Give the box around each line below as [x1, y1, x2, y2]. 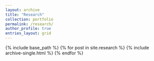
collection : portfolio [5, 17, 54, 22]
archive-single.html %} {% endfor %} [5, 50, 84, 56]
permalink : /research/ [5, 21, 54, 27]
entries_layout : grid [5, 31, 52, 36]
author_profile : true [5, 26, 52, 31]
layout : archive [5, 7, 40, 13]
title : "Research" [5, 12, 44, 17]
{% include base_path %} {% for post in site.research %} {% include [5, 45, 149, 50]
